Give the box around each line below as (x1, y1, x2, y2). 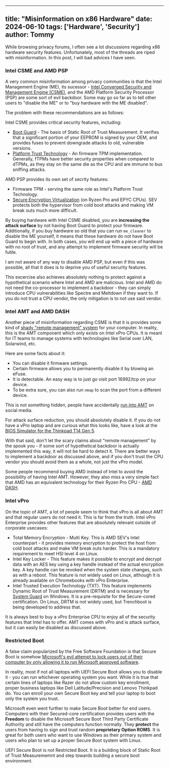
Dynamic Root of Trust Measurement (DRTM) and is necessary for (12, 588, 150, 594)
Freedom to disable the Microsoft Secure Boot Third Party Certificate (5, 716, 148, 722)
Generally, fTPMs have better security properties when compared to (12, 156, 154, 162)
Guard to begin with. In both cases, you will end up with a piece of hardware (5, 238, 163, 244)
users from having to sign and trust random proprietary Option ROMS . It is (5, 727, 160, 732)
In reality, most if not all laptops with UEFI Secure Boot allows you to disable (5, 669, 162, 674)
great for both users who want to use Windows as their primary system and (5, 732, 162, 738)
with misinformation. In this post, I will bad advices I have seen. (5, 54, 136, 60)
